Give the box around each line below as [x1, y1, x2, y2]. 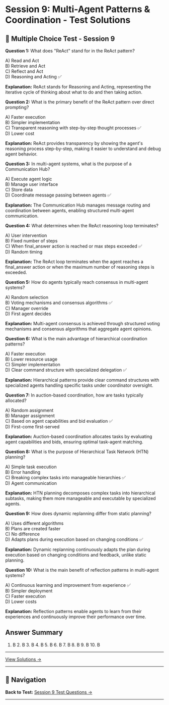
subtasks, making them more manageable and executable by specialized [5, 495, 156, 501]
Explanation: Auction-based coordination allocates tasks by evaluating [5, 433, 152, 439]
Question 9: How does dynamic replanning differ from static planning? [5, 511, 152, 516]
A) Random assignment [5, 408, 54, 413]
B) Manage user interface [5, 181, 58, 187]
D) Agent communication [5, 480, 57, 486]
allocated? [5, 397, 27, 404]
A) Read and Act [5, 58, 39, 64]
